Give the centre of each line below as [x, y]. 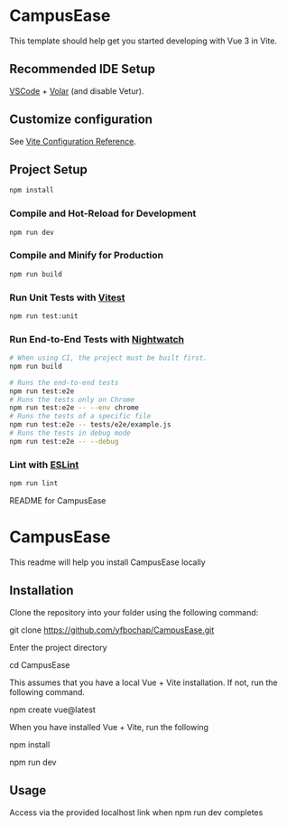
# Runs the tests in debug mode [70, 433]
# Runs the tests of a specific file [80, 417]
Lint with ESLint [44, 465]
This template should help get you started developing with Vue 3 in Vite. [143, 41]
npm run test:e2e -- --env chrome [74, 408]
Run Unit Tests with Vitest [67, 297]
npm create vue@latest [53, 710]
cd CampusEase [40, 664]
